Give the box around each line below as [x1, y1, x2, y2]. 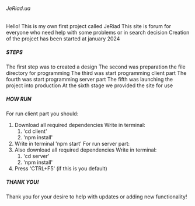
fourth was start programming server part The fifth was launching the [6, 76, 173, 83]
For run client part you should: [6, 110, 79, 117]
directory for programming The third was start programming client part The [6, 70, 187, 77]
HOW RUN [6, 95, 32, 102]
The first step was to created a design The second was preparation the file [6, 63, 186, 70]
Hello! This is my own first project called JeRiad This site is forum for [6, 23, 171, 30]
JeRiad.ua [6, 5, 31, 12]
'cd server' [23, 153, 50, 160]
